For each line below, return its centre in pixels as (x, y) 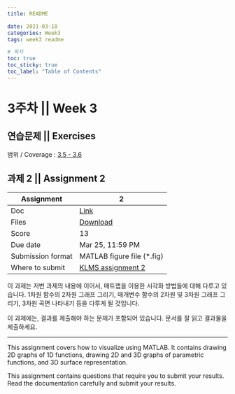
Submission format (42, 256)
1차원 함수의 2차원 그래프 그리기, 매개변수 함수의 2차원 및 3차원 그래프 (123, 294)
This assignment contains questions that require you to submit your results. (116, 376)
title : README (28, 14)
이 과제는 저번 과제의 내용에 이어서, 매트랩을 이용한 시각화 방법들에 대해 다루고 (114, 286)
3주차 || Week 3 (52, 108)
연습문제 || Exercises (51, 136)
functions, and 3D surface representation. (67, 362)
